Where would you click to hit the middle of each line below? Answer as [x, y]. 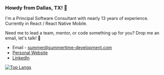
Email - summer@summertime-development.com [62, 48]
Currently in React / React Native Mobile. [46, 23]
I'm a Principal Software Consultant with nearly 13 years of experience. [77, 19]
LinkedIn [21, 58]
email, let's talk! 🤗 [23, 38]
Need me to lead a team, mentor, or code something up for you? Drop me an [82, 33]
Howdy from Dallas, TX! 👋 [36, 8]
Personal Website [30, 53]
